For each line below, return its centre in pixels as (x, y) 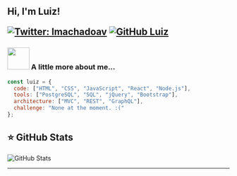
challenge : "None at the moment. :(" (69, 108)
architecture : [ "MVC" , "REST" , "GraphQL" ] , (78, 102)
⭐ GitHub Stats (40, 137)
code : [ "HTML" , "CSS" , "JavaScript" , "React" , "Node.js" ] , (102, 88)
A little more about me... (73, 67)
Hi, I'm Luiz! (34, 12)
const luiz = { (30, 82)
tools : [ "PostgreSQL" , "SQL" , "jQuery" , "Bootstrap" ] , (96, 95)
